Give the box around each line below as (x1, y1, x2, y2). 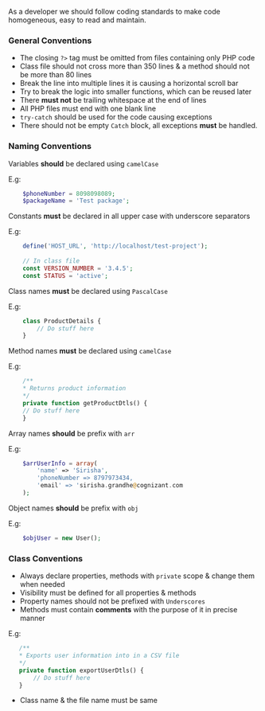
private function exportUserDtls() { (18, 666, 145, 674)
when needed (19, 580, 65, 589)
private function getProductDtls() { (22, 399, 148, 407)
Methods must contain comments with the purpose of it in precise (19, 605, 238, 615)
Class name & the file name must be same (19, 696, 158, 705)
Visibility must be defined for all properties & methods (19, 588, 197, 598)
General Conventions (8, 35, 92, 46)
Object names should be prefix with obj (8, 503, 139, 513)
